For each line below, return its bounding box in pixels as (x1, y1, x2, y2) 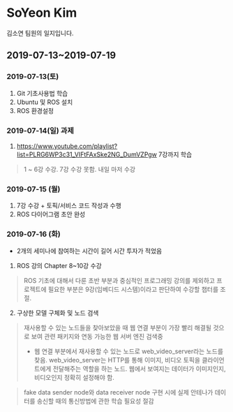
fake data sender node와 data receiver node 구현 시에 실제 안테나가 (23, 388, 213, 396)
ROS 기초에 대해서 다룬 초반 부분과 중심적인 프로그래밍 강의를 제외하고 (23, 276, 216, 284)
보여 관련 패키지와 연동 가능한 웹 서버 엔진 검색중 (31, 332, 163, 340)
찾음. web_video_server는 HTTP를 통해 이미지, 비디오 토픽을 (33, 355, 200, 364)
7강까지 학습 (158, 150, 193, 159)
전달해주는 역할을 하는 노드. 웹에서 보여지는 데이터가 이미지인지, (52, 365, 226, 373)
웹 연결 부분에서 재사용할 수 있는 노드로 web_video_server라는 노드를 (33, 347, 224, 355)
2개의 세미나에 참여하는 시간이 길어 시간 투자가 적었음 (16, 247, 163, 255)
